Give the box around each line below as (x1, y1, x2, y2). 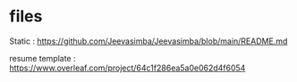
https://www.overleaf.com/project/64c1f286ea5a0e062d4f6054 (9, 62, 246, 73)
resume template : (9, 53, 76, 63)
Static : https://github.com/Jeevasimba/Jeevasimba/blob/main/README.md (9, 36, 288, 46)
